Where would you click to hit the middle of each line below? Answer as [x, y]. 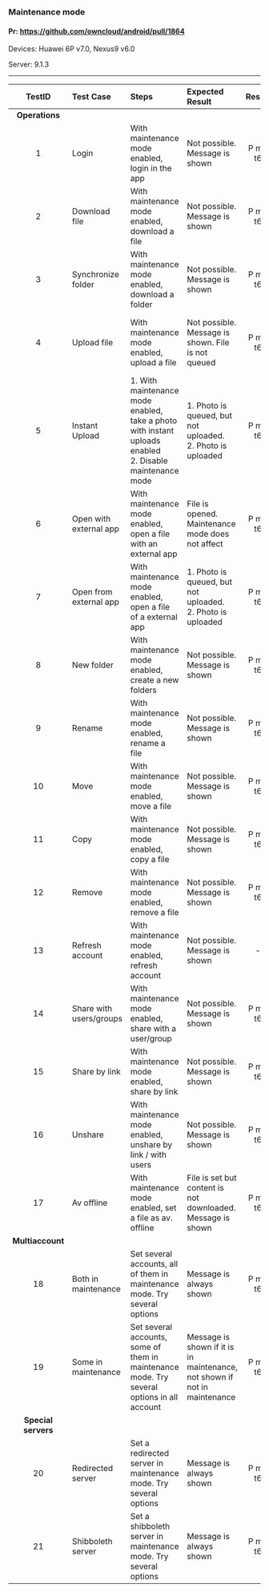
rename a [148, 744]
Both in [85, 1279]
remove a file [155, 913]
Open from [92, 592]
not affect [205, 544]
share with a [153, 1029]
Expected [205, 92]
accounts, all [154, 1264]
